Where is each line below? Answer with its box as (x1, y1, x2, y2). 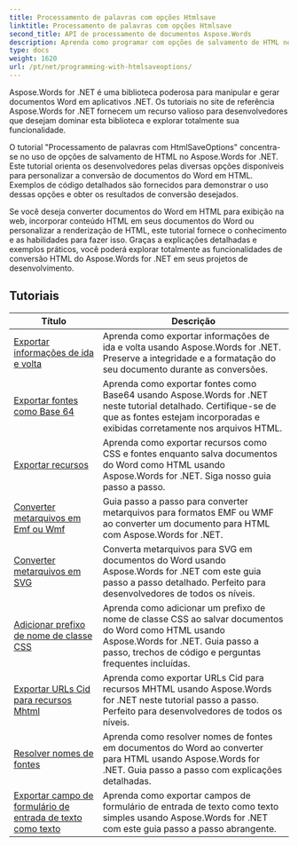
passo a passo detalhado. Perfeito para (102, 576, 266, 589)
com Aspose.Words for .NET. (102, 528, 223, 541)
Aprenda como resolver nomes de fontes (102, 730, 273, 742)
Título (41, 314, 67, 327)
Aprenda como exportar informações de (102, 329, 271, 342)
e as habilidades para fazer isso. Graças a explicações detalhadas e (9, 234, 257, 245)
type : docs (9, 46, 50, 55)
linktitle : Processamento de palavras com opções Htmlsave (9, 21, 232, 30)
